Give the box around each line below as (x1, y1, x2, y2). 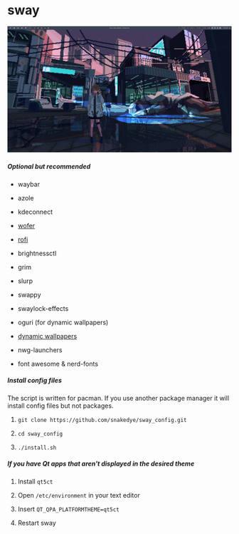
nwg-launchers (17, 346, 63, 354)
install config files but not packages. (7, 401, 114, 410)
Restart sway (17, 519, 57, 528)
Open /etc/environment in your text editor (17, 491, 140, 500)
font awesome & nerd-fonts (17, 359, 98, 369)
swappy (17, 291, 41, 299)
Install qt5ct (17, 477, 53, 486)
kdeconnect (17, 207, 53, 216)
